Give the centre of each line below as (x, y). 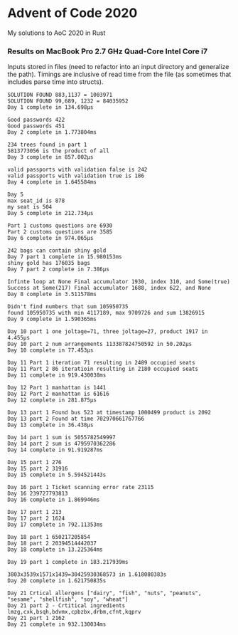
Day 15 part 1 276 (34, 463)
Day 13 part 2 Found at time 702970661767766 (76, 419)
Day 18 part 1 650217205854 (49, 537)
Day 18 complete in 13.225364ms (55, 550)
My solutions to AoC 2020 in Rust (56, 33)
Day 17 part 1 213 (34, 513)
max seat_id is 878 (36, 201)
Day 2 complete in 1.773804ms (52, 132)
